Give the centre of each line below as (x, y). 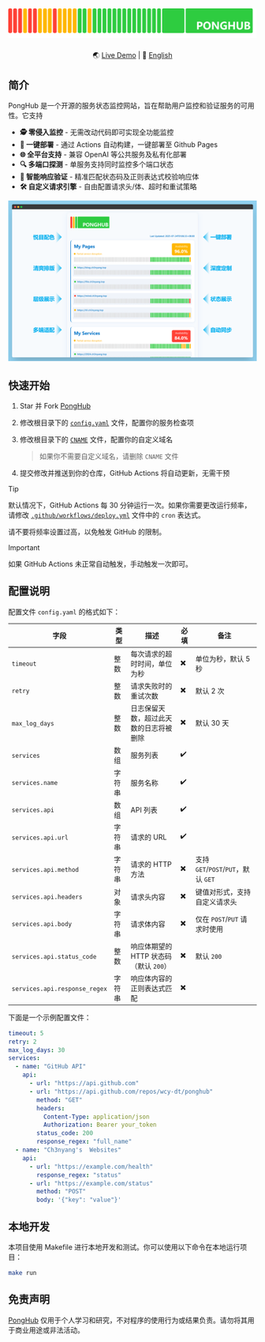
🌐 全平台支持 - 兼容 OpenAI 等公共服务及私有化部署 (103, 155)
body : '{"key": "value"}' (79, 1200)
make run (22, 1272)
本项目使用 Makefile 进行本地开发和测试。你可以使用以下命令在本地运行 (124, 1247)
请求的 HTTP (151, 865)
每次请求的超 (151, 654)
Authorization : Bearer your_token (100, 1125)
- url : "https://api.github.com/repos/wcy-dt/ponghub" (121, 1091)
